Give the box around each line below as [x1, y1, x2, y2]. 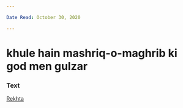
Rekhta [6, 95, 24, 102]
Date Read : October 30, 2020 [6, 14, 81, 20]
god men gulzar [6, 59, 88, 73]
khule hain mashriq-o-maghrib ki [6, 46, 177, 60]
